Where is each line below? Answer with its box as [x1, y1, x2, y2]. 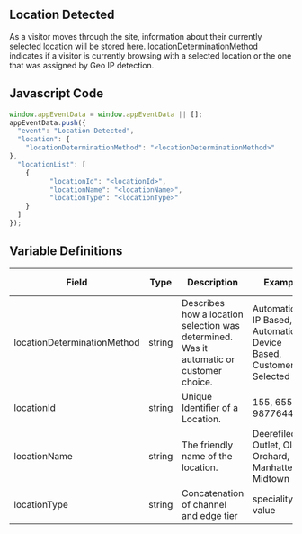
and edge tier [181, 509, 238, 521]
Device [252, 336, 282, 348]
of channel [181, 498, 227, 511]
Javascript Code [9, 86, 104, 102]
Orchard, [252, 449, 290, 462]
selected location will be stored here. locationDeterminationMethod [9, 41, 259, 51]
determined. [181, 330, 234, 343]
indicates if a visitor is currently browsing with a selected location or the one [9, 50, 292, 61]
